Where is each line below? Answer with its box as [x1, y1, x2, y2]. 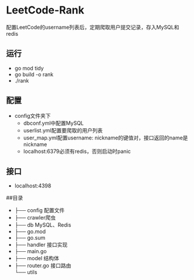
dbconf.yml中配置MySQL [23, 119, 84, 127]
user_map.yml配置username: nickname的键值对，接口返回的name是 [23, 134, 189, 141]
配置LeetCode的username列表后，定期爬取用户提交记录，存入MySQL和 [6, 23, 180, 30]
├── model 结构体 [14, 255, 60, 262]
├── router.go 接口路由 [14, 262, 72, 269]
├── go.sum [14, 234, 46, 241]
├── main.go [14, 248, 47, 255]
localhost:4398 [14, 182, 52, 189]
